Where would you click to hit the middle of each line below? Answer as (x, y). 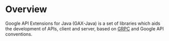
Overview (26, 9)
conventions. (19, 34)
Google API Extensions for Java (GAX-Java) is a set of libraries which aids (83, 23)
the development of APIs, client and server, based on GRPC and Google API (84, 28)
